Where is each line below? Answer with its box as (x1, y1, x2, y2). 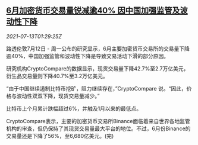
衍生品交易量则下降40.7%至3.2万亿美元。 (6, 72, 108, 79)
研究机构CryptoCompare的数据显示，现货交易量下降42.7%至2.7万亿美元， (6, 65, 189, 72)
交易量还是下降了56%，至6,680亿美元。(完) (6, 132, 114, 139)
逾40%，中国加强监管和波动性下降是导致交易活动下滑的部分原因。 (6, 52, 169, 59)
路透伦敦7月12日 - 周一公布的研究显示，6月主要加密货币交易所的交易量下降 (6, 45, 190, 52)
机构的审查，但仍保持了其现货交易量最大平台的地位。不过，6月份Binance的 (6, 125, 191, 132)
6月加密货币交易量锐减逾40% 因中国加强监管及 (6, 5, 180, 16)
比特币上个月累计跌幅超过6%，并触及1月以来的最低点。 (6, 105, 142, 112)
